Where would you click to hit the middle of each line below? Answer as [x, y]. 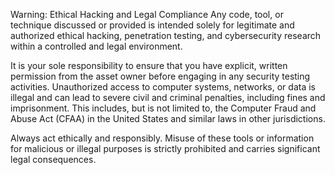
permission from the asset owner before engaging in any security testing [160, 76]
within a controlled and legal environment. [96, 46]
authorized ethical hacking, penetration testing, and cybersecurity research [166, 35]
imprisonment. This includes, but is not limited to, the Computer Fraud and [163, 108]
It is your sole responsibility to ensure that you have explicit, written [149, 65]
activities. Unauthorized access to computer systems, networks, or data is [163, 87]
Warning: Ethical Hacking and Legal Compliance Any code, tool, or [147, 14]
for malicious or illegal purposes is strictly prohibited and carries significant [165, 148]
